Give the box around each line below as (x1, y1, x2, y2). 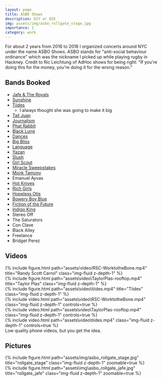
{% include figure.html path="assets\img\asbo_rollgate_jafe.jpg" (5, 365, 135, 371)
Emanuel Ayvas (12, 175, 44, 181)
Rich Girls (12, 185, 32, 191)
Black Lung (12, 128, 35, 134)
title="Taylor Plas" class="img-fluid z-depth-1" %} (5, 280, 107, 286)
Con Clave (12, 222, 33, 228)
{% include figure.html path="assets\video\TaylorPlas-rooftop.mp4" (5, 275, 142, 281)
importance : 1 (5, 26, 34, 30)
